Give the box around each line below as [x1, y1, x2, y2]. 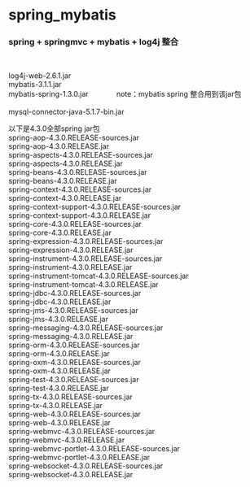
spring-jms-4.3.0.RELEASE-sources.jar [8, 306, 138, 315]
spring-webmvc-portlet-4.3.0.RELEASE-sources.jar [8, 444, 181, 454]
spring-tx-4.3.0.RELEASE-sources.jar [8, 392, 133, 402]
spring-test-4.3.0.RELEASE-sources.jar [8, 375, 140, 385]
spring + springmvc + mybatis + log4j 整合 [8, 37, 179, 48]
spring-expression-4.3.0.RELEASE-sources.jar [8, 237, 164, 246]
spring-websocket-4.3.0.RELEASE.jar [8, 470, 134, 480]
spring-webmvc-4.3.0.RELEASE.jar [8, 435, 125, 445]
